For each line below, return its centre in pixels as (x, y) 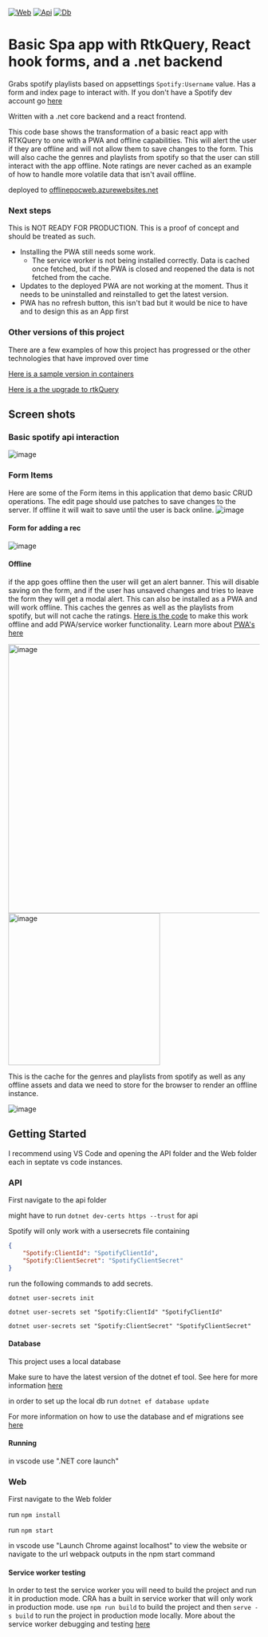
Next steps (30, 210)
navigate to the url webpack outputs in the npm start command (112, 1554)
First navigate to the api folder (58, 1200)
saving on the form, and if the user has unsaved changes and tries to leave (131, 590)
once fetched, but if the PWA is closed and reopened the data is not (143, 269)
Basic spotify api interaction (64, 437)
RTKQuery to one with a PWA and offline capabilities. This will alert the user (132, 140)
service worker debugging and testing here (79, 1624)
